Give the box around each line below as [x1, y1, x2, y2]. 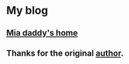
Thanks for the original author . [6, 48, 124, 58]
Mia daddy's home [6, 28, 78, 38]
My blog [6, 4, 48, 18]
